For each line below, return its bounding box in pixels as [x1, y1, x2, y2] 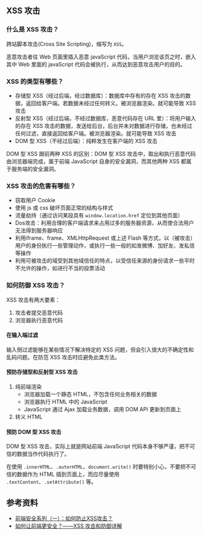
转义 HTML [14, 413, 43, 420]
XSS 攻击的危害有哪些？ [6, 182, 77, 190]
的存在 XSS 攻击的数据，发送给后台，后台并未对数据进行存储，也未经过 [14, 122, 193, 129]
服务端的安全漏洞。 [11, 165, 59, 172]
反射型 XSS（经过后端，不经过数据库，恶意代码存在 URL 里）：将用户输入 [14, 114, 197, 122]
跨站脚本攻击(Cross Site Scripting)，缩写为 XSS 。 [6, 40, 128, 47]
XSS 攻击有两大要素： [6, 296, 61, 303]
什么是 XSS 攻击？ [6, 25, 59, 34]
